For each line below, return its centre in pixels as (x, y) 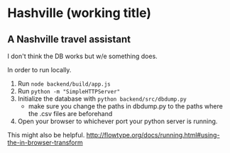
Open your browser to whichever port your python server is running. (117, 121)
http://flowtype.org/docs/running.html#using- (153, 135)
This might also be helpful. (46, 135)
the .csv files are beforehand (70, 114)
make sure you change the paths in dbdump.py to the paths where (126, 106)
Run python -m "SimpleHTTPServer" (69, 91)
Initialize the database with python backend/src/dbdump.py (102, 98)
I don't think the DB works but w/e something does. (82, 56)
